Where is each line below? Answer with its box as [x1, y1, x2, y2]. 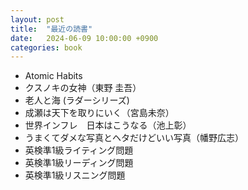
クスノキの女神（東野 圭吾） [24, 82, 142, 94]
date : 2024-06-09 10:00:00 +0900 [10, 33, 159, 43]
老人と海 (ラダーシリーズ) [24, 94, 130, 106]
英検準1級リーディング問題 [24, 157, 134, 169]
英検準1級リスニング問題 [24, 169, 126, 181]
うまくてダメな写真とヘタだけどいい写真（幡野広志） [24, 132, 244, 144]
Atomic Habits [24, 70, 83, 82]
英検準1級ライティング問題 [24, 144, 134, 156]
